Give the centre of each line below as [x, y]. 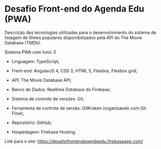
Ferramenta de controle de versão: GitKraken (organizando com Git [79, 108]
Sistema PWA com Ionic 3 [30, 52]
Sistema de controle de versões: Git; [48, 99]
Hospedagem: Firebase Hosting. [44, 132]
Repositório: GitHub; [32, 122]
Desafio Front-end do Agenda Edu [74, 9]
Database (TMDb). [23, 42]
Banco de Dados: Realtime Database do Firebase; [61, 89]
